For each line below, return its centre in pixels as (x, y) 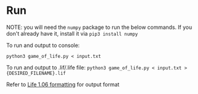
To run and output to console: (43, 45)
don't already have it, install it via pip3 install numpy (72, 33)
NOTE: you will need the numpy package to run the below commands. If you (99, 27)
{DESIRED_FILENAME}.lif (36, 73)
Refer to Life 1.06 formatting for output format (63, 84)
